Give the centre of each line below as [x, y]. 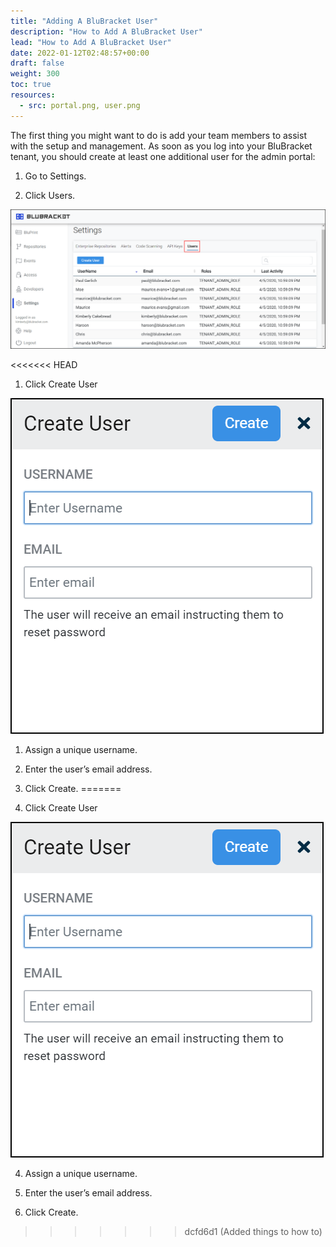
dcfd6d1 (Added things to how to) [253, 1231]
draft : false [37, 63]
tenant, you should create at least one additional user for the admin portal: [163, 156]
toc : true [31, 85]
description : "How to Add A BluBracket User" [106, 31]
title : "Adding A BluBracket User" [84, 21]
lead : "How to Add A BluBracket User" [91, 42]
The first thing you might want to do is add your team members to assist [158, 135]
